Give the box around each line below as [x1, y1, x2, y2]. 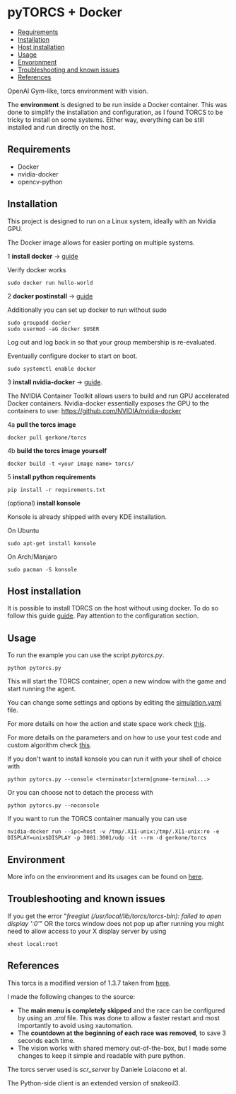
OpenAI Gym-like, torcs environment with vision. [7, 86, 148, 95]
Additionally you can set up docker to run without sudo [7, 306, 167, 314]
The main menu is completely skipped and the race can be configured [17, 1006, 225, 1015]
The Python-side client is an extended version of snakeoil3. [7, 1078, 180, 1087]
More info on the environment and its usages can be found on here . [7, 873, 203, 881]
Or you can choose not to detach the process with [7, 788, 153, 797]
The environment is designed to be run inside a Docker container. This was [7, 100, 228, 108]
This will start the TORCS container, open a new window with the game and [7, 677, 227, 686]
